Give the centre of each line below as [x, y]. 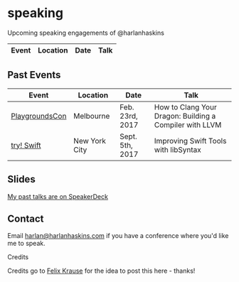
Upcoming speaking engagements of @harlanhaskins [86, 33]
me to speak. [26, 244]
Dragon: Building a [185, 116]
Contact [26, 218]
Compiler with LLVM [188, 124]
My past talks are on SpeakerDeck [58, 196]
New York [90, 141]
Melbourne [92, 116]
